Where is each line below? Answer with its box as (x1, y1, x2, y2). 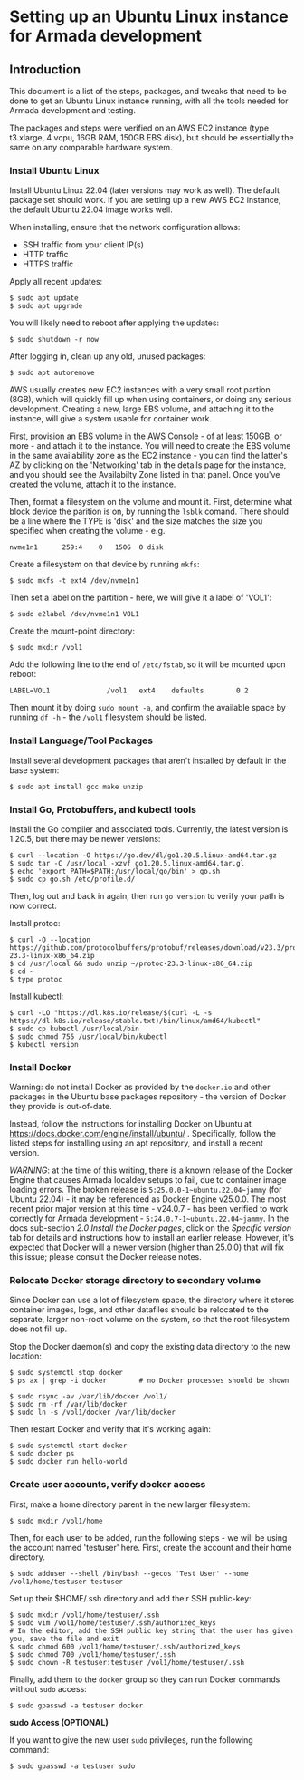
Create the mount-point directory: (9, 625, 136, 636)
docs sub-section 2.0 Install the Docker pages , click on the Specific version (9, 1223, 292, 1233)
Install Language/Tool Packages (9, 734, 154, 747)
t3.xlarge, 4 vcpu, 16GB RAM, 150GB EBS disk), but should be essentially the (9, 132, 294, 142)
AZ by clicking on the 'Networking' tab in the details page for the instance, (9, 460, 287, 470)
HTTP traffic (22, 249, 70, 260)
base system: (9, 764, 60, 776)
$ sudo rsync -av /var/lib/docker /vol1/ (9, 1392, 168, 1401)
